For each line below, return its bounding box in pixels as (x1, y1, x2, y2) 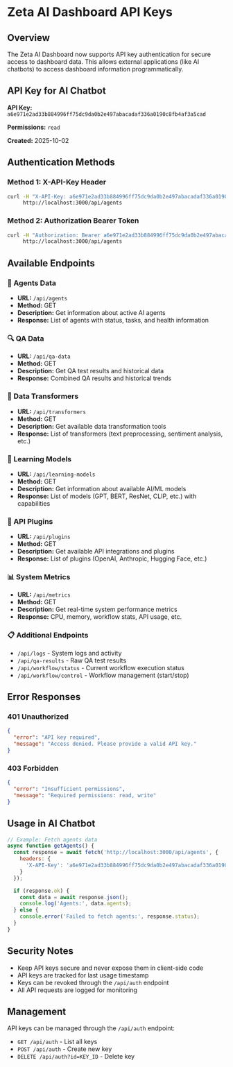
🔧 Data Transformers (7, 391, 79, 401)
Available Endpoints (7, 257, 96, 269)
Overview (7, 32, 51, 44)
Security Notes (7, 945, 74, 957)
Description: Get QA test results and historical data (17, 367, 164, 375)
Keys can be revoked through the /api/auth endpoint (17, 978, 169, 987)
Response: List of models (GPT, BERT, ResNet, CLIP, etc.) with (17, 492, 197, 500)
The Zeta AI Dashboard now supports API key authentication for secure (7, 50, 212, 58)
